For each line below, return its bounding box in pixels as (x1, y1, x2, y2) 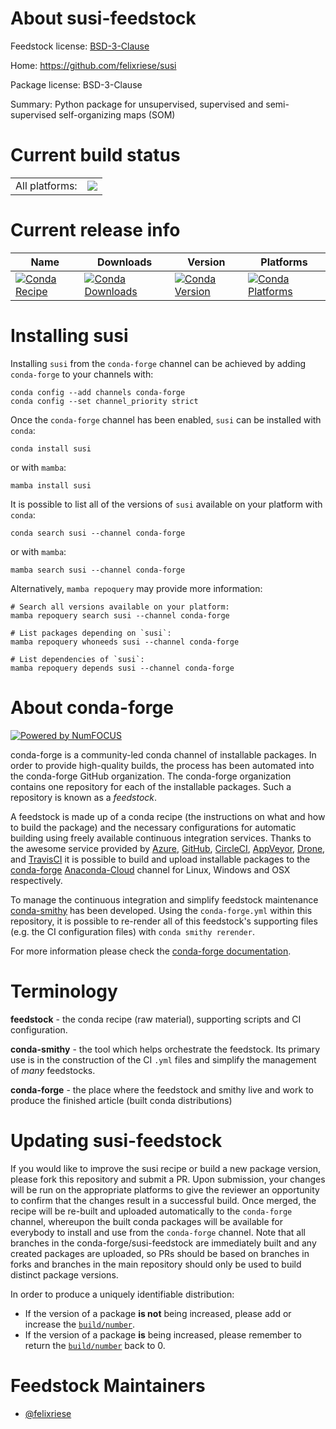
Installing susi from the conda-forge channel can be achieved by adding (10, 357, 307, 369)
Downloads (96, 255, 153, 269)
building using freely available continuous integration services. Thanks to (10, 832, 312, 844)
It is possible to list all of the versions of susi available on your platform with (10, 498, 323, 510)
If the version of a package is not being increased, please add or (24, 1307, 292, 1319)
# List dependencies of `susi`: (10, 654, 145, 664)
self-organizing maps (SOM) (58, 108, 176, 121)
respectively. (10, 874, 63, 886)
